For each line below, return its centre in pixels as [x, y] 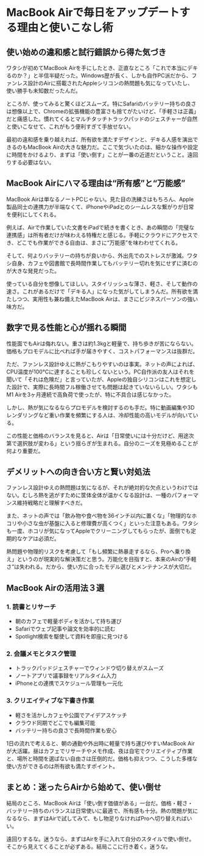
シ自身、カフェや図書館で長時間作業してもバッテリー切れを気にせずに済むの [102, 263]
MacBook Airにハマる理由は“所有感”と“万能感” [96, 183]
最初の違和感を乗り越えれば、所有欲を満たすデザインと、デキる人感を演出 [100, 140]
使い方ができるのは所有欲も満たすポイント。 [62, 766]
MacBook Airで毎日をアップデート [93, 12]
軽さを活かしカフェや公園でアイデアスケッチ [71, 715]
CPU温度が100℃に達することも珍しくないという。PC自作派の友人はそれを [100, 372]
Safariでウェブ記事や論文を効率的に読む [65, 629]
